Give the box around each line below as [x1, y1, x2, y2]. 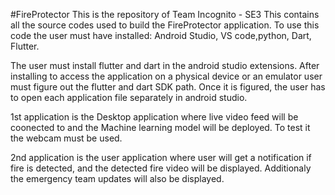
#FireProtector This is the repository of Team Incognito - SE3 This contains [10, 9, 320, 20]
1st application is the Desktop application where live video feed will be [10, 111, 299, 123]
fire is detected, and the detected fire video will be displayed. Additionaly [10, 162, 312, 174]
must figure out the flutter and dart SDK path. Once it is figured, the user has [10, 81, 326, 93]
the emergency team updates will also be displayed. [10, 173, 225, 184]
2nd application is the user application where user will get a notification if [10, 152, 312, 163]
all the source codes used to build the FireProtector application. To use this [10, 19, 320, 31]
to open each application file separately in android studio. [10, 92, 248, 103]
